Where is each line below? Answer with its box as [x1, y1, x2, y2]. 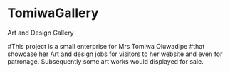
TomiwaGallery [7, 5, 99, 21]
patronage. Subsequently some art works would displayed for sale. [7, 57, 204, 65]
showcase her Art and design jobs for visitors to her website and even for [7, 50, 223, 58]
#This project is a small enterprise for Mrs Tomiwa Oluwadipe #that [7, 42, 205, 50]
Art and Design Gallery [7, 28, 74, 37]
